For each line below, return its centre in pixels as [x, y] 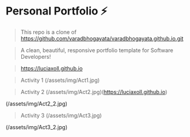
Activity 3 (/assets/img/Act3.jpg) [61, 115]
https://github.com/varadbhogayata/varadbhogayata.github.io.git [102, 38]
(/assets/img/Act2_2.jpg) [37, 104]
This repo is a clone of [49, 32]
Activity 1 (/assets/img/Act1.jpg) [60, 80]
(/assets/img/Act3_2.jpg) [37, 127]
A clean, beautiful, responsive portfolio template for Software [97, 50]
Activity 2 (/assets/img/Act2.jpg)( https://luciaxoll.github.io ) [94, 92]
